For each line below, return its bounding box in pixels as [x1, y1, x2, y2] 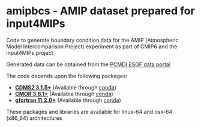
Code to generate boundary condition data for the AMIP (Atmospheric [6, 36, 179, 44]
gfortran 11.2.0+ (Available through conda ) [14, 97, 121, 104]
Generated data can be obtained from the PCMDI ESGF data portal [6, 61, 171, 68]
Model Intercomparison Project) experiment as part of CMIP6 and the [6, 43, 178, 50]
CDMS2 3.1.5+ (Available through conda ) [14, 83, 117, 91]
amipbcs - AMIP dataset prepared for [6, 4, 195, 18]
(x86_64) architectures [6, 114, 62, 122]
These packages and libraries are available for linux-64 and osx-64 [6, 108, 173, 115]
